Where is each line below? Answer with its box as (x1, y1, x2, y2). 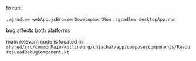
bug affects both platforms (6, 27, 70, 34)
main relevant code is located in (6, 38, 83, 45)
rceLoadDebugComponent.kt (6, 49, 69, 55)
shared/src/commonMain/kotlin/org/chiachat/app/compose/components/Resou (6, 44, 191, 50)
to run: (6, 5, 22, 11)
